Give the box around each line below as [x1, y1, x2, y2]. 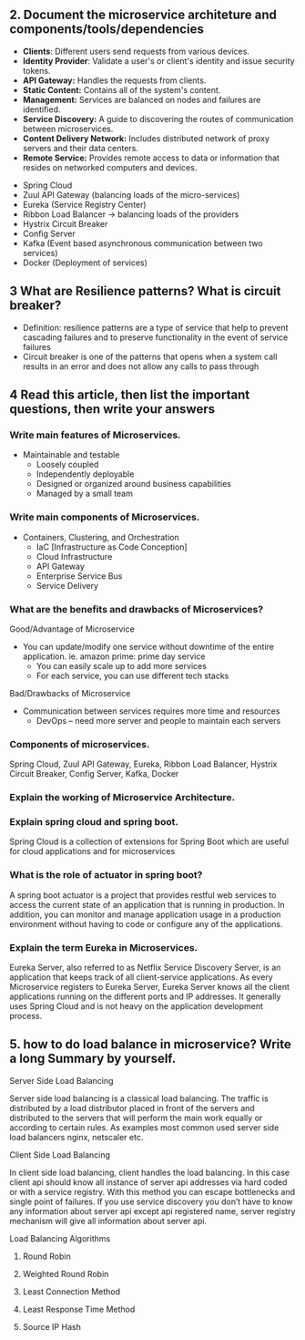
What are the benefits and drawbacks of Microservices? [9, 603, 264, 615]
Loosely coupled [36, 459, 99, 470]
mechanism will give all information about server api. [9, 1215, 208, 1226]
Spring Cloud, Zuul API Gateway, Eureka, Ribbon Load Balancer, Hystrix [9, 758, 278, 769]
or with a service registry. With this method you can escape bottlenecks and [9, 1186, 296, 1197]
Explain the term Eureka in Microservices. [9, 941, 198, 953]
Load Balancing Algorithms [9, 1232, 111, 1243]
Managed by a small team [36, 488, 134, 500]
